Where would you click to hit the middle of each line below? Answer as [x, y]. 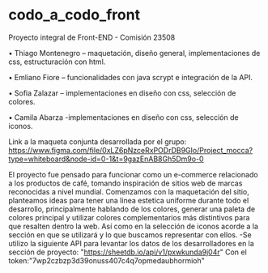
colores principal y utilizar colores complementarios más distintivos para [129, 217]
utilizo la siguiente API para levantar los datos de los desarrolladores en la [132, 243]
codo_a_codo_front [74, 15]
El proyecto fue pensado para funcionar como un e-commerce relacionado [133, 174]
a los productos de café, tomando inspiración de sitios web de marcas [125, 183]
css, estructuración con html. [57, 62]
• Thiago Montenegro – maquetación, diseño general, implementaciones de [134, 53]
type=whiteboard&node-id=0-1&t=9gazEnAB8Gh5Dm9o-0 [106, 159]
